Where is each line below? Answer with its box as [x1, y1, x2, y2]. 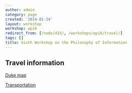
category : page [5, 12, 37, 17]
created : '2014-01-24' [5, 17, 53, 22]
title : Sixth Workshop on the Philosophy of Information [5, 40, 127, 45]
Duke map [5, 72, 27, 78]
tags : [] [5, 36, 24, 41]
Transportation [5, 81, 36, 88]
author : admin [5, 7, 35, 13]
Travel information [5, 59, 64, 67]
